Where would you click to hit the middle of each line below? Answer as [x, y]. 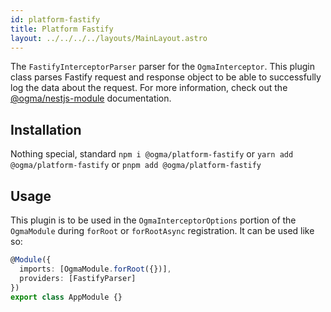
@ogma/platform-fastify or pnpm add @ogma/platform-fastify [136, 165]
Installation [46, 129]
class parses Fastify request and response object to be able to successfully [166, 77]
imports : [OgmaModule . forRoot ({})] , [95, 269]
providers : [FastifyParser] [78, 278]
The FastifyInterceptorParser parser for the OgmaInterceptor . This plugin [162, 67]
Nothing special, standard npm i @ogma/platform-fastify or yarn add [152, 154]
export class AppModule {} [66, 297]
